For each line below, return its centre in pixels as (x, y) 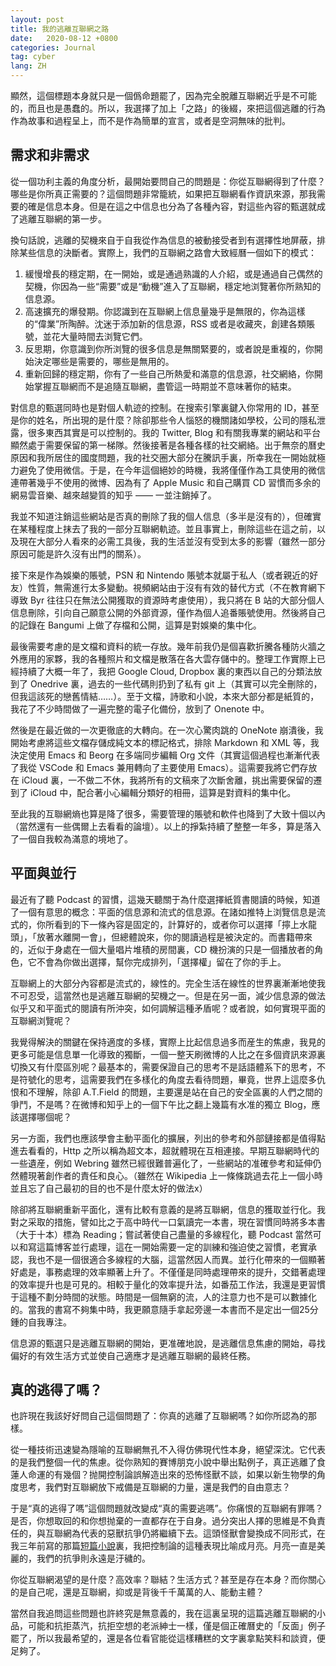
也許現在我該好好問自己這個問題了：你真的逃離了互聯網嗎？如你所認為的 (159, 1416)
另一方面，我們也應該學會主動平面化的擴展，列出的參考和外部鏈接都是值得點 (168, 1138)
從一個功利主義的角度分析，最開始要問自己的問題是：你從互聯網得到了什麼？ (168, 181)
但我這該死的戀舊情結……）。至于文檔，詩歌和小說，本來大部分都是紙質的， (165, 696)
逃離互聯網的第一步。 (62, 218)
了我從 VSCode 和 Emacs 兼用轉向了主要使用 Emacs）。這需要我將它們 (155, 767)
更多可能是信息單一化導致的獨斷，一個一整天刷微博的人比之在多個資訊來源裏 (168, 1054)
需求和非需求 (50, 155)
